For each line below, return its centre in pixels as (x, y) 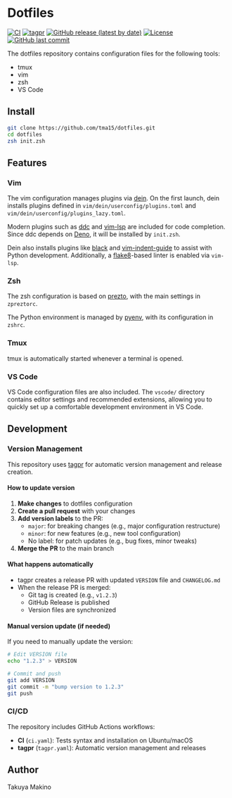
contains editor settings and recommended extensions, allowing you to (110, 399)
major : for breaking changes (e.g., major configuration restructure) (124, 526)
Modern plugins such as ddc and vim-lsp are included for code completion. (116, 227)
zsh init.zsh (26, 141)
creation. (20, 472)
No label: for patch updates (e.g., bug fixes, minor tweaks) (112, 541)
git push (20, 693)
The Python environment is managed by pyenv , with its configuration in (110, 317)
